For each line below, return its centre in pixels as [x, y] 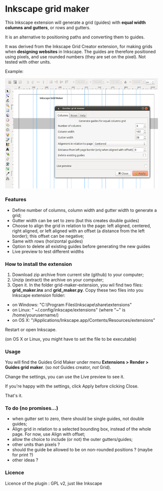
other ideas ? [25, 460]
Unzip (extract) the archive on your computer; [58, 280]
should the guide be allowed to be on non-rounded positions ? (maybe [82, 450]
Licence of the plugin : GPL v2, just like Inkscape [54, 483]
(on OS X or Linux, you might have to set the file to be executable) [71, 339]
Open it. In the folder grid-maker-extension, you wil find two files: [77, 285]
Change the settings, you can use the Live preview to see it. [65, 377]
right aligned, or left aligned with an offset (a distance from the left [78, 231]
